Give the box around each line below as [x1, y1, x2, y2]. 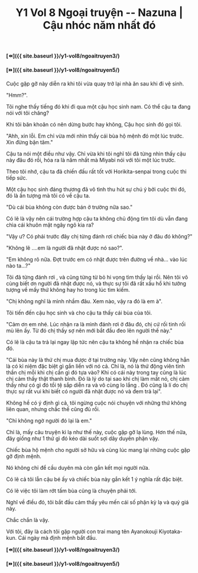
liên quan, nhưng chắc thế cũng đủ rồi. [6, 406, 100, 413]
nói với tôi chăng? [6, 110, 49, 117]
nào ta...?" [6, 262, 31, 269]
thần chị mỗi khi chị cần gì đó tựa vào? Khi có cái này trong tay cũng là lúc [6, 369, 187, 376]
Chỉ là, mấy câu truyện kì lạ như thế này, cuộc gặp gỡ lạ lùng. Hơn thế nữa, [6, 429, 187, 436]
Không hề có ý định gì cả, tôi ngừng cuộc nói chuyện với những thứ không [6, 399, 187, 406]
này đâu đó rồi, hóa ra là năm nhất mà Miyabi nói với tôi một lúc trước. [6, 157, 176, 164]
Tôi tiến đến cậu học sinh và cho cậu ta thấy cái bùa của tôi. [6, 309, 152, 317]
